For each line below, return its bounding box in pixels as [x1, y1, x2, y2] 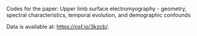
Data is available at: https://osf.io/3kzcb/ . [6, 23, 110, 30]
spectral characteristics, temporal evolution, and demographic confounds [6, 11, 191, 19]
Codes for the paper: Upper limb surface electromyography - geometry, [6, 5, 187, 12]
